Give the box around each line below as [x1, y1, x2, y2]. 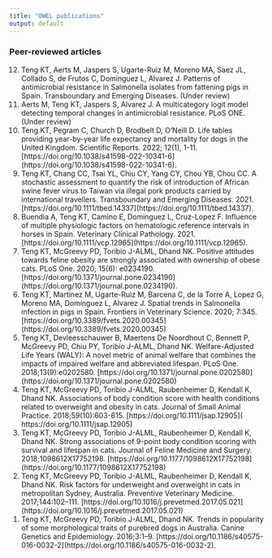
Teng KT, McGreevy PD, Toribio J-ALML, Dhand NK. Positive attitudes [20, 246, 255, 256]
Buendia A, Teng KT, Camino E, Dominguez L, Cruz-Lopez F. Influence [20, 211, 257, 221]
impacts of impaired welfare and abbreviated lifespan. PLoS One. [20, 359, 239, 368]
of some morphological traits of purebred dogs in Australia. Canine [20, 522, 244, 533]
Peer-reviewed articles [9, 46, 101, 58]
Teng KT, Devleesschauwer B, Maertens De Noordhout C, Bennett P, [20, 333, 250, 342]
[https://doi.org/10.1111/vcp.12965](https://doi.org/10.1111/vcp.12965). [20, 238, 248, 247]
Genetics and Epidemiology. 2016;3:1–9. [20, 531, 155, 541]
